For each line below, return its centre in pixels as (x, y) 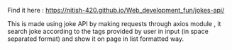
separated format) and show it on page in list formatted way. (96, 39)
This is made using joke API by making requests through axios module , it (114, 24)
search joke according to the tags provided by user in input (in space (108, 31)
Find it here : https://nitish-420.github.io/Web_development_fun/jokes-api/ (116, 10)
